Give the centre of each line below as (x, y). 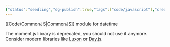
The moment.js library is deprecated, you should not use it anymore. (76, 33)
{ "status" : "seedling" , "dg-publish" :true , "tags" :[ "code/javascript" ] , (80, 10)
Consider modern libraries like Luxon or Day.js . (54, 39)
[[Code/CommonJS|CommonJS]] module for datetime (61, 24)
